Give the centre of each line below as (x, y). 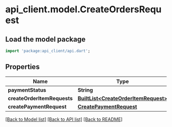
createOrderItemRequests (40, 98)
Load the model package (46, 39)
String (85, 90)
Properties (23, 67)
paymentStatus (27, 90)
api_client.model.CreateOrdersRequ (83, 9)
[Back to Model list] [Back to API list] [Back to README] (64, 119)
